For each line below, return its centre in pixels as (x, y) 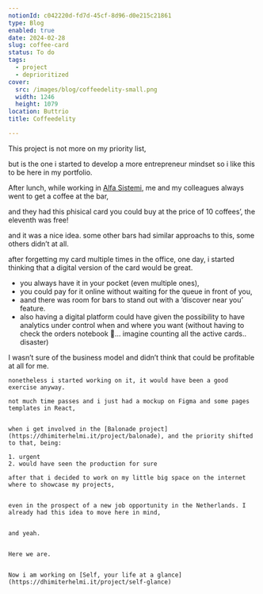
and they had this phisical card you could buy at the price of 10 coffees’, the (132, 211)
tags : (17, 60)
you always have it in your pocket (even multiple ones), (109, 283)
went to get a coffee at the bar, (59, 196)
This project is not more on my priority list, (77, 148)
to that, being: (35, 443)
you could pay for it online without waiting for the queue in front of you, (136, 291)
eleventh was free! (38, 220)
